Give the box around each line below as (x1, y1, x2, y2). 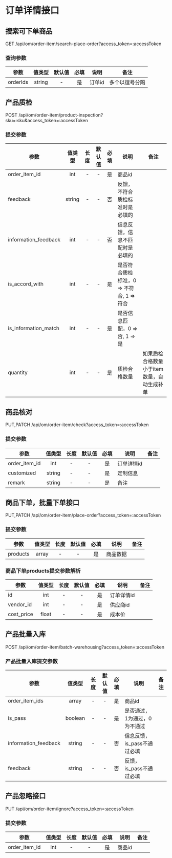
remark (8, 479, 26, 486)
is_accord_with (8, 280, 44, 288)
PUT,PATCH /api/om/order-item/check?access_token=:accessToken (5, 422, 149, 428)
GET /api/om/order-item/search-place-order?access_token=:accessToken (5, 41, 162, 47)
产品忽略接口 (5, 792, 46, 800)
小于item (142, 366, 164, 373)
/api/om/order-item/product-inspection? (18, 112, 103, 118)
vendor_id (8, 601, 32, 608)
